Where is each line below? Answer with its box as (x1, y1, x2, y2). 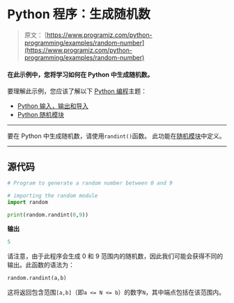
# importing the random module (7, 192, 98, 199)
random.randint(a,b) (7, 274, 68, 282)
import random (7, 199, 49, 205)
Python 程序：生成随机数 (7, 6, 151, 22)
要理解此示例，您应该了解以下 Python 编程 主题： (7, 87, 148, 95)
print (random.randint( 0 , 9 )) (7, 211, 89, 218)
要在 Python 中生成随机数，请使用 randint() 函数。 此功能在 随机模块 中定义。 (7, 132, 226, 140)
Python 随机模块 (17, 111, 65, 119)
